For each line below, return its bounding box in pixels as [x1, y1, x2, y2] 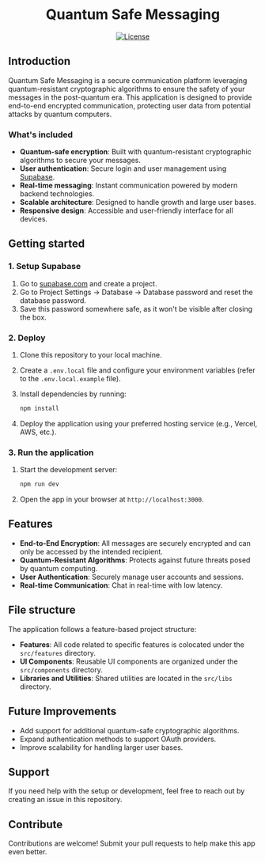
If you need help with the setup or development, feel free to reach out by [8, 786, 245, 796]
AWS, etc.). [19, 427, 57, 437]
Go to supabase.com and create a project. [19, 278, 157, 288]
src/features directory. [19, 648, 97, 657]
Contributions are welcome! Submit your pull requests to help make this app [8, 838, 256, 848]
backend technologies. [19, 189, 95, 199]
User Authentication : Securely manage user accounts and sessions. [19, 572, 244, 581]
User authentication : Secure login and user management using [19, 164, 227, 173]
